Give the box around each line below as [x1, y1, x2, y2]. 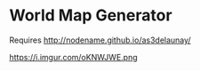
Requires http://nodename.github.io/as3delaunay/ [9, 35, 191, 45]
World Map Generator [9, 5, 172, 26]
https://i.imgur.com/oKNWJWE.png [9, 51, 138, 62]
